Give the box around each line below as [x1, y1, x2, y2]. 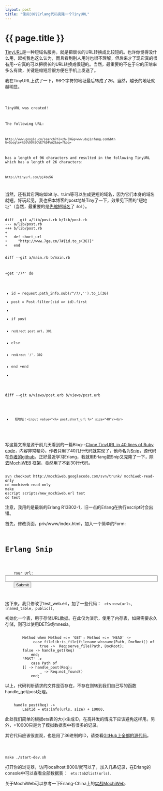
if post [11, 316, 27, 321]
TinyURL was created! [5, 105, 49, 111]
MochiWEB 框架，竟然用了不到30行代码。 [9, 460, 93, 466]
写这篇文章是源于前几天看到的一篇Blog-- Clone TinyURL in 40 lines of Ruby [5, 441, 154, 447]
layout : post [5, 7, 31, 12]
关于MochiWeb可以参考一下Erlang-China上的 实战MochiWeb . [5, 780, 126, 786]
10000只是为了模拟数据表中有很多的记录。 [16, 722, 101, 728]
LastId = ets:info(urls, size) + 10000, [22, 707, 105, 712]
